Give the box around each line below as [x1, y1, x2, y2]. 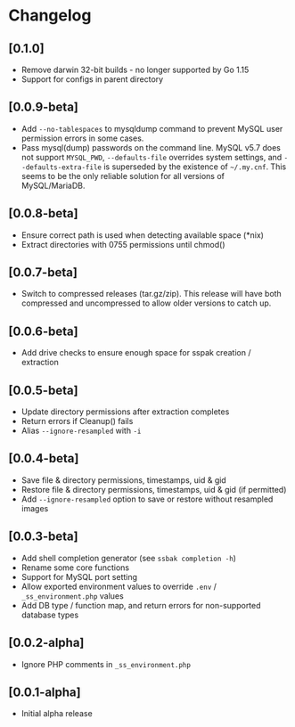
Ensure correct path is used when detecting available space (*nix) [20, 229, 265, 241]
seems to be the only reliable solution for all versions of [20, 170, 225, 181]
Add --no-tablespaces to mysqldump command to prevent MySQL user [20, 123, 283, 134]
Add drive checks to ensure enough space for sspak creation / [20, 347, 251, 358]
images [20, 502, 49, 513]
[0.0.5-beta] [8, 382, 78, 397]
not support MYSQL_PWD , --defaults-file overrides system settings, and [20, 151, 283, 162]
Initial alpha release [20, 708, 93, 719]
